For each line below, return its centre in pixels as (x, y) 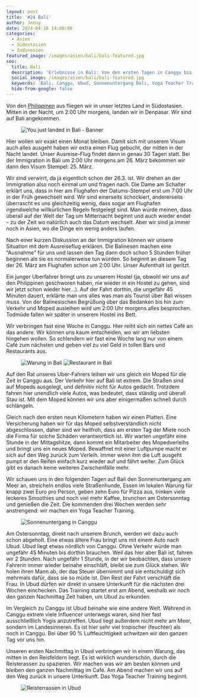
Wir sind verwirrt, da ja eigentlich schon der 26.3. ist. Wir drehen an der (93, 178)
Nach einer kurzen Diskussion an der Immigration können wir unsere (90, 240)
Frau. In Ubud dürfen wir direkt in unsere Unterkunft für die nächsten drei (95, 584)
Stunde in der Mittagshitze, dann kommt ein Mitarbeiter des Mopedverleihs (98, 442)
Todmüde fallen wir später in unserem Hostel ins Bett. (72, 314)
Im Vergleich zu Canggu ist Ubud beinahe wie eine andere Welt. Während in (99, 608)
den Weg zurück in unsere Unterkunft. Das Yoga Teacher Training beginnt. (97, 676)
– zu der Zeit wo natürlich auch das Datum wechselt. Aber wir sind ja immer (98, 222)
